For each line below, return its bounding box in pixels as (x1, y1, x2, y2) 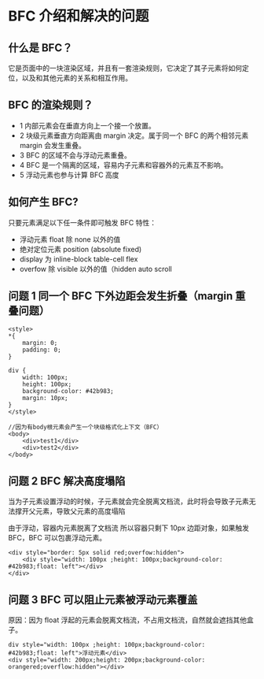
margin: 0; (22, 339, 58, 347)
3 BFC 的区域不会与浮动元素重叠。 (19, 150, 131, 160)
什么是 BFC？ (8, 41, 73, 54)
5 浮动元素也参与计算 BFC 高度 (19, 170, 119, 180)
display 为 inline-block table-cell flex (19, 254, 138, 264)
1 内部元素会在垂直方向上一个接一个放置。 (19, 121, 156, 130)
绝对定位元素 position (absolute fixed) (19, 244, 142, 254)
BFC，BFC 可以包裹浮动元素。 (8, 533, 107, 543)
